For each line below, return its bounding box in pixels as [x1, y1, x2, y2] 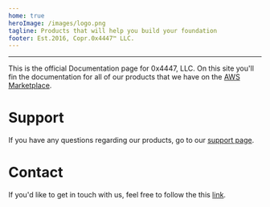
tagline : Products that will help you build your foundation [8, 26, 218, 34]
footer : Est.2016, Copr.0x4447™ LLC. [8, 34, 135, 43]
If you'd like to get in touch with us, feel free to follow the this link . [8, 190, 227, 200]
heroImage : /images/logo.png [8, 19, 106, 27]
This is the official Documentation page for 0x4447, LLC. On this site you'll [8, 63, 255, 73]
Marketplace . [8, 81, 52, 91]
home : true [8, 11, 45, 20]
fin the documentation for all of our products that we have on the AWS [8, 72, 241, 82]
